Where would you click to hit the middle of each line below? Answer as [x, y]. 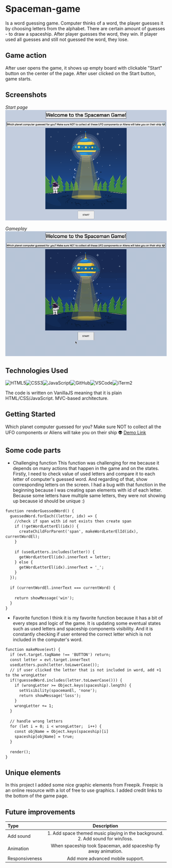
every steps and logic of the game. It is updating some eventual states [87, 623]
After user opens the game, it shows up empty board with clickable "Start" [84, 68]
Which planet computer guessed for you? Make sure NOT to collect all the [83, 427]
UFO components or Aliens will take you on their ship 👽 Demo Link [76, 432]
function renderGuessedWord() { [40, 511]
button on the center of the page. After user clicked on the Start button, [81, 73]
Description [106, 825]
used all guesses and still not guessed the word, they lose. [67, 39]
